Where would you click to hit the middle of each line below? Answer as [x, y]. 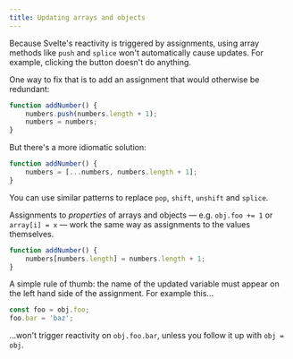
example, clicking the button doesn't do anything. [100, 62]
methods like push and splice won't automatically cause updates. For [136, 52]
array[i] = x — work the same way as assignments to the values [130, 224]
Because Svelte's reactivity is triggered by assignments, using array [134, 43]
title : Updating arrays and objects [77, 17]
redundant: [29, 89]
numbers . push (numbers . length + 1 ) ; [92, 114]
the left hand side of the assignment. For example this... [112, 294]
